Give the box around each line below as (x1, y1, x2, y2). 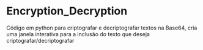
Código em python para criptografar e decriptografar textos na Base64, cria (6, 24, 197, 31)
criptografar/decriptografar (6, 37, 75, 44)
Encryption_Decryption (6, 4, 128, 18)
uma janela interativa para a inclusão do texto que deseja (6, 30, 150, 37)
